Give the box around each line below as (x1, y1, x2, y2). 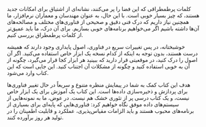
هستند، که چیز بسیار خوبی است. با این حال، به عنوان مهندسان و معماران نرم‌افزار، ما (7, 12, 200, 19)
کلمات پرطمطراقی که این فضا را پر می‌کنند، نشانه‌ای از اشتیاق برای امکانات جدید (7, 6, 191, 12)
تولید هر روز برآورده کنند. (7, 114, 64, 121)
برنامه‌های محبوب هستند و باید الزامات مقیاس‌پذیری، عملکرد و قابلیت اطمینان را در (7, 107, 194, 114)
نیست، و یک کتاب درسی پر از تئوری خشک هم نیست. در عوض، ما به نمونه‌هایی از (7, 94, 189, 101)
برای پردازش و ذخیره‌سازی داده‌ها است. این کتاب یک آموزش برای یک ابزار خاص (7, 88, 188, 94)
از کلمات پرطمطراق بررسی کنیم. (7, 31, 83, 39)
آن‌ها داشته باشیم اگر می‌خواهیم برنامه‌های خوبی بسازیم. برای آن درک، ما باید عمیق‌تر (7, 25, 200, 32)
